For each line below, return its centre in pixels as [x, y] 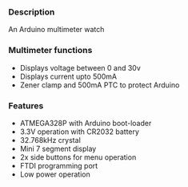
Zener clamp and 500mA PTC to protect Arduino [100, 85]
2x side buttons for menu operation [78, 157]
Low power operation [55, 174]
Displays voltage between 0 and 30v [80, 67]
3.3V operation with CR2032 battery [80, 132]
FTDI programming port [59, 165]
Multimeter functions [50, 51]
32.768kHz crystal [50, 140]
